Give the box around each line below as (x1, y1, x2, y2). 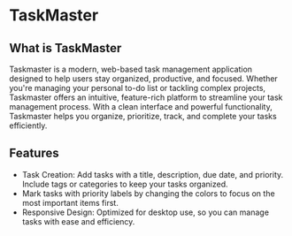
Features (9, 146, 59, 161)
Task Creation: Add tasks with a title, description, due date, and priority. (21, 169, 284, 179)
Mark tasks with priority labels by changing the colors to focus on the (21, 187, 276, 199)
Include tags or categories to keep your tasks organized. (21, 179, 228, 189)
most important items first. (21, 197, 119, 208)
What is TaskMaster (9, 41, 122, 56)
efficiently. (9, 120, 48, 131)
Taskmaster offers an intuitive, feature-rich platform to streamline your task (9, 92, 283, 103)
